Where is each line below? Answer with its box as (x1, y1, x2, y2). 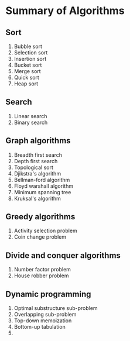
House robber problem (13, 272, 69, 279)
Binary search (13, 119, 48, 126)
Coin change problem (13, 233, 67, 240)
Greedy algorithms (5, 212, 76, 222)
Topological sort (13, 164, 54, 171)
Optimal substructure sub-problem (13, 305, 98, 312)
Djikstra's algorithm (13, 170, 61, 177)
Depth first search (13, 157, 58, 164)
